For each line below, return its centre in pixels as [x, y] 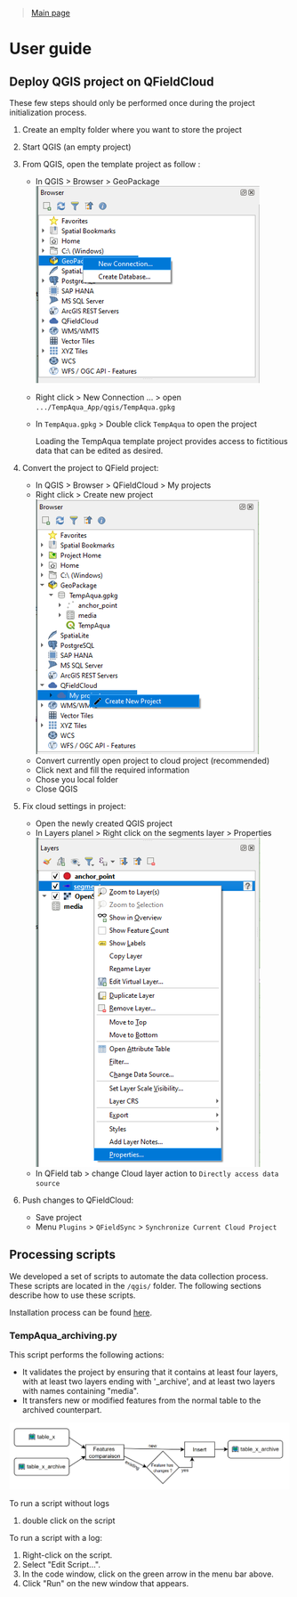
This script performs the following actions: [87, 1355]
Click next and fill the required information [112, 770]
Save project [59, 1217]
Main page [51, 13]
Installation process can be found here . [81, 1312]
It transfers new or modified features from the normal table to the [141, 1400]
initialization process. [48, 112]
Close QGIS [56, 789]
